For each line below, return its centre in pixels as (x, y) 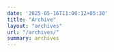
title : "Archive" (32, 20)
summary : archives (33, 38)
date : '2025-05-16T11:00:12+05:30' (58, 13)
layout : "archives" (35, 26)
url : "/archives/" (33, 32)
